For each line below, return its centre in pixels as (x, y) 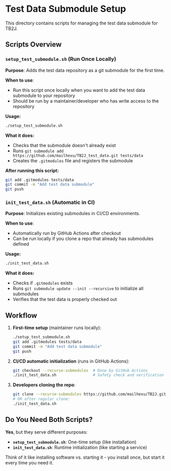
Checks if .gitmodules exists (43, 283)
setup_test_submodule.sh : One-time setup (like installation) (75, 442)
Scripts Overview (34, 45)
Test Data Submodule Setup (66, 9)
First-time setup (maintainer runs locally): (57, 328)
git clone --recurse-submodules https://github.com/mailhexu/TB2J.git (89, 394)
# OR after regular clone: (41, 399)
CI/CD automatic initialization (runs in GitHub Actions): (71, 361)
